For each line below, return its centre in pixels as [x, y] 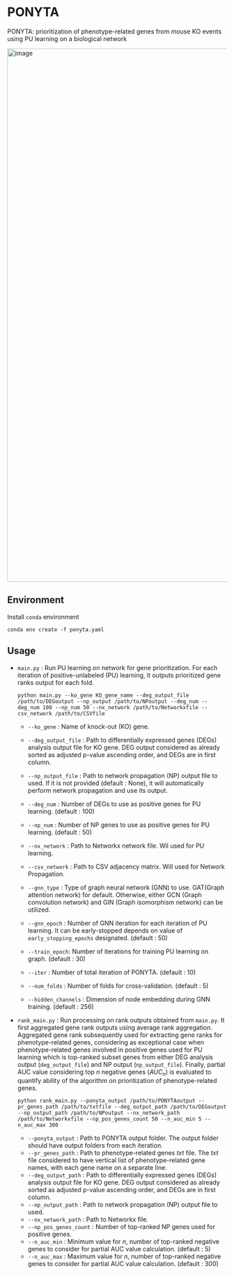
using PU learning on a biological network [67, 38]
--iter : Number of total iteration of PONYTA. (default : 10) [112, 972]
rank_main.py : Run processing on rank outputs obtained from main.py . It [121, 1020]
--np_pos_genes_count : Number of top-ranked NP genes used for [122, 1227]
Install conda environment [43, 617]
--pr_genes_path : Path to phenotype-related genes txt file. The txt [123, 1153]
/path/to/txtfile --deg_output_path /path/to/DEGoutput [144, 1107]
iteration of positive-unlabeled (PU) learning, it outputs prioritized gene [119, 675]
